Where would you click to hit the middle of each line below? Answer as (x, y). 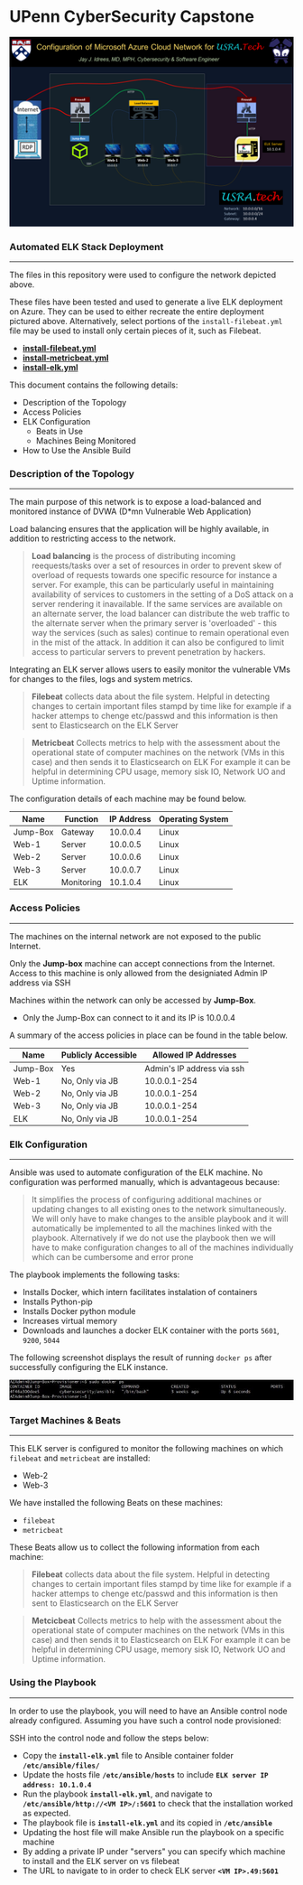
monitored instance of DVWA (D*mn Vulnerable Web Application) (130, 511)
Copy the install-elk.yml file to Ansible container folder (128, 1755)
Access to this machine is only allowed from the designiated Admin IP (138, 973)
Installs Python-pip (57, 1302)
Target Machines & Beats (65, 1421)
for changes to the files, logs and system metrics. (101, 679)
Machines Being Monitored (86, 441)
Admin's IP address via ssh (195, 1068)
